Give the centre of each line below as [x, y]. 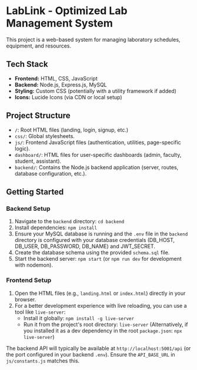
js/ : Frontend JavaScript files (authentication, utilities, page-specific [98, 142]
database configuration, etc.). [51, 173]
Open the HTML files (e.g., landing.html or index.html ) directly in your [100, 293]
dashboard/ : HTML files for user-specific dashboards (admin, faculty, [98, 154]
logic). [22, 149]
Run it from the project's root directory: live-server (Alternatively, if [106, 324]
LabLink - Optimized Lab [67, 11]
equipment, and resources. [39, 46]
